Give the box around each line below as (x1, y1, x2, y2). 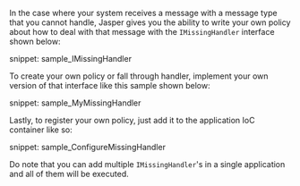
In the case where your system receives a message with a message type (9, 8, 278, 18)
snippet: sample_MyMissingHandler (9, 97, 141, 108)
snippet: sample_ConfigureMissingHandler (9, 142, 166, 152)
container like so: (9, 124, 73, 135)
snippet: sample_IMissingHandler (9, 54, 133, 63)
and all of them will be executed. (9, 169, 130, 179)
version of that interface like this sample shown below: (9, 80, 210, 90)
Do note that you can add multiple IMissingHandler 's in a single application (9, 159, 286, 169)
